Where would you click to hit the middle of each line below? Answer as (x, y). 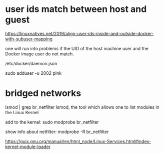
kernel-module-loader (28, 147)
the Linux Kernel (22, 112)
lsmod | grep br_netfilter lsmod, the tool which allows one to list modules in (82, 107)
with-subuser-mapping (29, 39)
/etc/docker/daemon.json (31, 63)
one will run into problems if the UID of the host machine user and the (77, 48)
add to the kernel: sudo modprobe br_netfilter (52, 122)
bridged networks (43, 93)
